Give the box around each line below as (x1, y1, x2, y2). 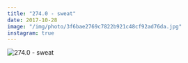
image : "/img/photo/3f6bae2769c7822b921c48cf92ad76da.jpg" (7, 23, 182, 30)
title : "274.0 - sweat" (7, 10, 77, 17)
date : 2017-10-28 (7, 17, 58, 24)
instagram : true (7, 29, 54, 37)
